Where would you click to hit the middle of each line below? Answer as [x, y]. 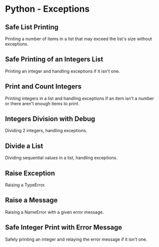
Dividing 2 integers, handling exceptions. [46, 131]
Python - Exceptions [47, 9]
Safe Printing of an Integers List [54, 59]
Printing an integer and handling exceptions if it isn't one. [63, 71]
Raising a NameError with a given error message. [55, 212]
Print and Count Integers [43, 87]
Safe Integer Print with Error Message [64, 228]
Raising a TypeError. [25, 185]
